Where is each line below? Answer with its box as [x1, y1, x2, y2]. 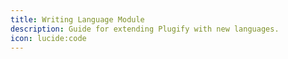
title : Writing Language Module [10, 14, 145, 25]
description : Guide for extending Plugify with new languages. [10, 24, 280, 34]
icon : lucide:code [10, 33, 87, 43]
